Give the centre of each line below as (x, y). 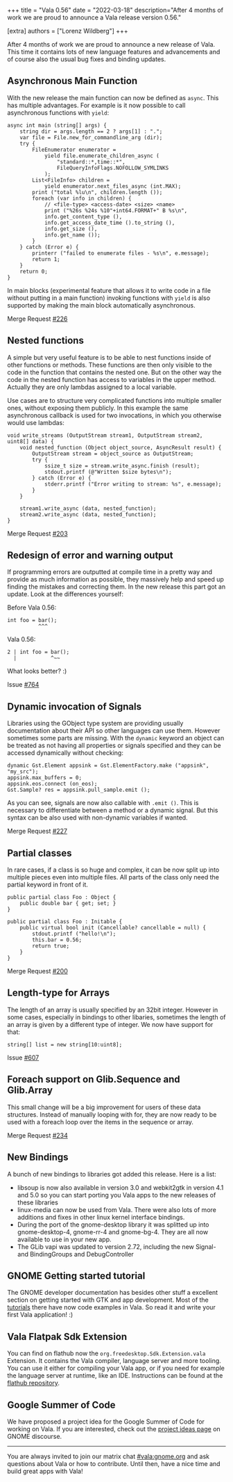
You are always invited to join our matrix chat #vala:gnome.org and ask (109, 1456)
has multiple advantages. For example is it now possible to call (96, 105)
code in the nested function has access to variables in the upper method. (112, 379)
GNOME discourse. (35, 1436)
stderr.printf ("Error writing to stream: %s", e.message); (133, 484)
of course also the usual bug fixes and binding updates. (87, 59)
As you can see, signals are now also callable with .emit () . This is (103, 803)
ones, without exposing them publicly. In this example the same (98, 408)
